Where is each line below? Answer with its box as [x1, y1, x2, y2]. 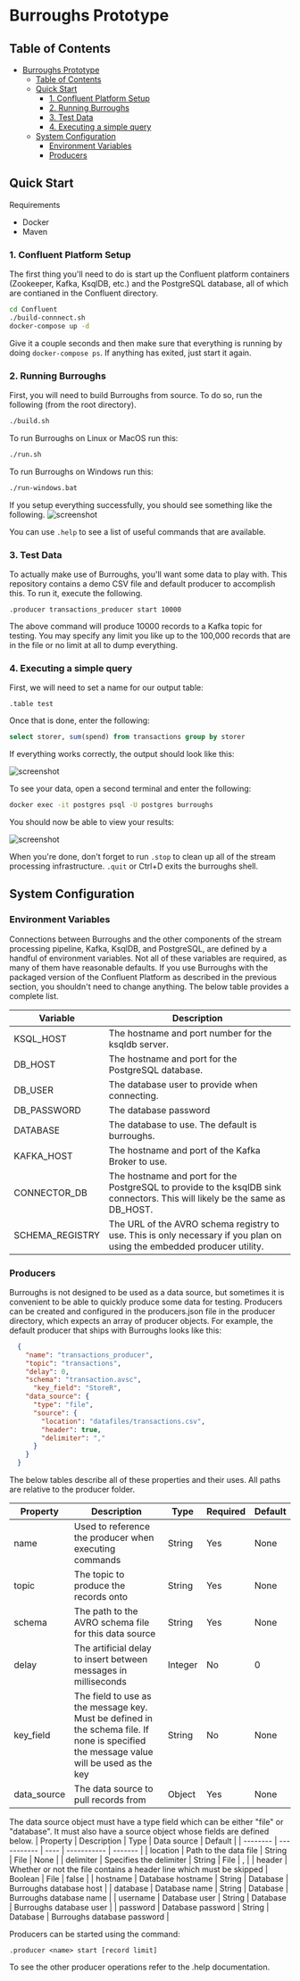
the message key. [74, 1702, 148, 1714]
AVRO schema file [74, 1617, 150, 1629]
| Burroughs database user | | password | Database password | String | [9, 1902, 270, 1913]
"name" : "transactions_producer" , [25, 1350, 154, 1360]
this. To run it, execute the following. [9, 587, 143, 598]
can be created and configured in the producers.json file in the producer [9, 1305, 276, 1317]
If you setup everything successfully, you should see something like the [9, 499, 273, 510]
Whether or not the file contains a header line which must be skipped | [9, 1864, 269, 1875]
